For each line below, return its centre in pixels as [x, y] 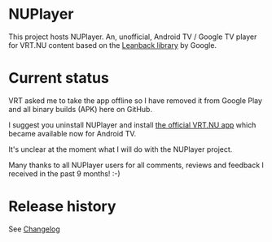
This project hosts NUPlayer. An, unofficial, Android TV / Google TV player [133, 37]
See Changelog [35, 229]
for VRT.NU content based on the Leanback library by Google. [113, 45]
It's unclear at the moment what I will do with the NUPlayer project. [121, 149]
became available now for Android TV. [72, 133]
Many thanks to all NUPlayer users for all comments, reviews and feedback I [136, 165]
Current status [59, 78]
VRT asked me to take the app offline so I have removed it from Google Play [136, 100]
